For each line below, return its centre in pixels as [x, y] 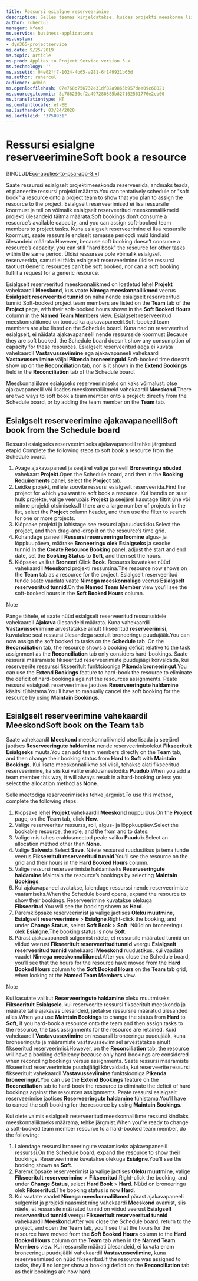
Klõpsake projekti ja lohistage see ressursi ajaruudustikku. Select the [97, 524]
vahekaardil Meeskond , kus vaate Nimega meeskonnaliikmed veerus [91, 291]
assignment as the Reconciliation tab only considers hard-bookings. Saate [97, 654]
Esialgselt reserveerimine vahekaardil [77, 716]
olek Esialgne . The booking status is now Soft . [70, 931]
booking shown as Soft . [43, 1165]
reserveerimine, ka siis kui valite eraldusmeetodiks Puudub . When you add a [98, 770]
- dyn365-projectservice [37, 45]
